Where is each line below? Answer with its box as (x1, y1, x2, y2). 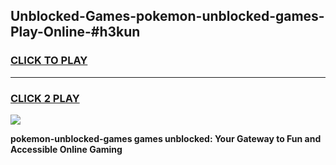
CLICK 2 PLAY (10, 91, 80, 105)
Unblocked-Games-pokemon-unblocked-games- (10, 8, 325, 25)
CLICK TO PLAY (10, 54, 88, 68)
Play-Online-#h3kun (10, 24, 141, 41)
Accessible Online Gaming (10, 143, 123, 155)
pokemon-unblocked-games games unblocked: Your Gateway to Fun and (10, 132, 322, 144)
